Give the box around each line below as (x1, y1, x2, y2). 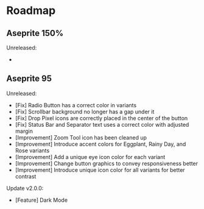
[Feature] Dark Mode (15, 196, 68, 204)
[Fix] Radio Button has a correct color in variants (15, 101, 137, 108)
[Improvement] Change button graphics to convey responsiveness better (15, 160, 199, 167)
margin (15, 127, 33, 135)
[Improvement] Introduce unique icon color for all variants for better (15, 166, 185, 174)
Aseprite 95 (6, 74, 52, 84)
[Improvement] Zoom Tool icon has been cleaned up (15, 133, 147, 141)
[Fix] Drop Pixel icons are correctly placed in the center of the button (15, 114, 188, 122)
